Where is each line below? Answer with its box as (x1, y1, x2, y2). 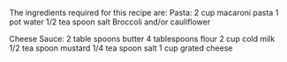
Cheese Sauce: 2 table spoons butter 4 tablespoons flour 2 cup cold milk (9, 34, 276, 44)
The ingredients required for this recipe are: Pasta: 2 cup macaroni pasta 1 (9, 8, 279, 17)
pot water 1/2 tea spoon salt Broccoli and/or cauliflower (9, 17, 211, 27)
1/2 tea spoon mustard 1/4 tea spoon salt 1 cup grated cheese (9, 43, 233, 53)
